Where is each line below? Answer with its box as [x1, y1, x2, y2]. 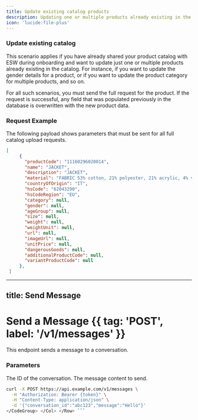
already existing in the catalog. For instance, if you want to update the [6, 65, 176, 72]
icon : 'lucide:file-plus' [6, 20, 70, 25]
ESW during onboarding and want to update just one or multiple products [6, 59, 184, 66]
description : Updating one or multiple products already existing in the [6, 14, 192, 20]
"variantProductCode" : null [24, 258, 94, 264]
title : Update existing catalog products [6, 8, 110, 15]
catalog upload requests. [6, 136, 67, 143]
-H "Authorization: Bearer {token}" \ [11, 392, 107, 398]
